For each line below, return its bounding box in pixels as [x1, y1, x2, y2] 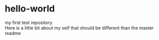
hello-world [5, 3, 55, 14]
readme [5, 30, 21, 36]
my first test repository [5, 19, 53, 25]
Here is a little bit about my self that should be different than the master [5, 24, 154, 30]
